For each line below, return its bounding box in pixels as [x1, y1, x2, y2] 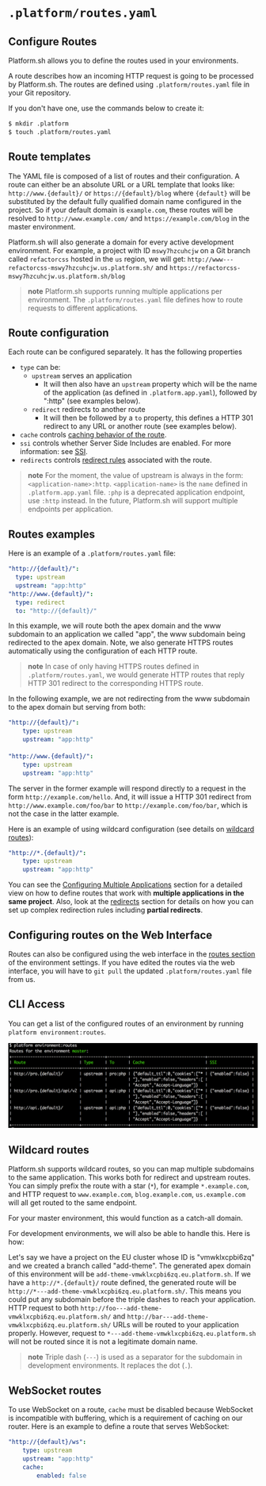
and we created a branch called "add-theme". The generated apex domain [8, 1261, 251, 1271]
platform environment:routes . [8, 1027, 107, 1037]
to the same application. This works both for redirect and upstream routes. [8, 1172, 251, 1182]
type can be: [19, 363, 61, 372]
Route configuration [8, 325, 109, 340]
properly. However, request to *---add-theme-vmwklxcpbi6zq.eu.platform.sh [8, 1329, 256, 1338]
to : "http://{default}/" [15, 606, 97, 614]
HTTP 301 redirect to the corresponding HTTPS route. [27, 679, 204, 688]
